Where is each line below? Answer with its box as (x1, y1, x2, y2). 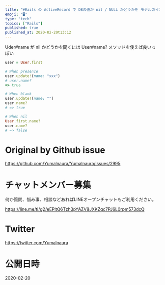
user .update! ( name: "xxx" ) (5, 73, 60, 79)
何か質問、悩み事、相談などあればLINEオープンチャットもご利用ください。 (5, 197, 156, 202)
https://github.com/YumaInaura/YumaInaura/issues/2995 (5, 161, 121, 167)
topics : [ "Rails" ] (5, 21, 43, 26)
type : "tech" (5, 16, 32, 21)
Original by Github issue (5, 144, 106, 155)
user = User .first (5, 60, 43, 65)
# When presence (5, 69, 38, 74)
